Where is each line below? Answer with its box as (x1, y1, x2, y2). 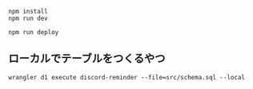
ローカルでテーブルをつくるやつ (8, 52, 166, 65)
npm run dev (8, 14, 48, 22)
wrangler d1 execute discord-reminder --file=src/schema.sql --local (8, 73, 246, 81)
